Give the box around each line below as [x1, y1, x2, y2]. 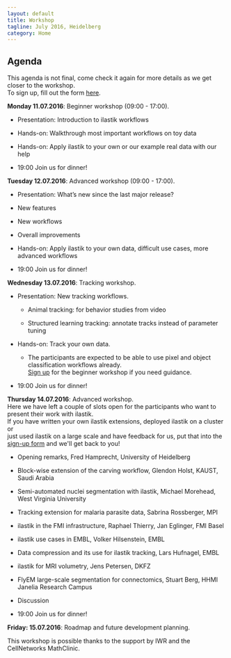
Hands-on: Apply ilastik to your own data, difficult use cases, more [17, 244, 209, 252]
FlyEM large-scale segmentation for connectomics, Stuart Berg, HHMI [17, 575, 218, 584]
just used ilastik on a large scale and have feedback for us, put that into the [7, 432, 223, 440]
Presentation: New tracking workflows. [17, 292, 129, 300]
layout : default [7, 10, 54, 17]
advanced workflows [17, 252, 78, 260]
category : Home [7, 29, 51, 37]
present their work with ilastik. [7, 410, 94, 418]
